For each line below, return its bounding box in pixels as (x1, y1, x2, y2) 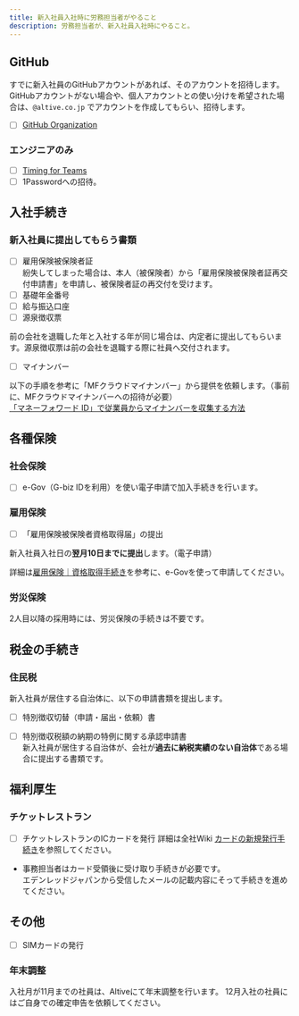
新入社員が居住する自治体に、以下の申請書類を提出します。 (9, 693, 228, 703)
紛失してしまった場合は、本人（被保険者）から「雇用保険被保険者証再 (21, 267, 280, 278)
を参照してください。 (37, 844, 116, 854)
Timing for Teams (21, 164, 87, 175)
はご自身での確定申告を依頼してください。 (9, 997, 166, 1008)
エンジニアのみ (9, 144, 74, 156)
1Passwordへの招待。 (21, 176, 102, 187)
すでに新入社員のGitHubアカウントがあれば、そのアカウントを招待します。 (9, 80, 285, 90)
